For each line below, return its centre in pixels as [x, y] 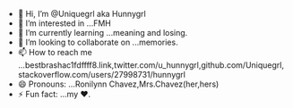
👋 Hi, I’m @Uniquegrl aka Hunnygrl [82, 14]
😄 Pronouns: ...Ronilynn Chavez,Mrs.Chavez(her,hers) [118, 84]
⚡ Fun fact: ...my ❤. [54, 94]
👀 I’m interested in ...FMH [65, 23]
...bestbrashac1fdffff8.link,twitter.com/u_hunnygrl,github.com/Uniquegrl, [151, 65]
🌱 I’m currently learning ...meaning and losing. [103, 33]
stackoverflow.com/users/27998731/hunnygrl [102, 75]
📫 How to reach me [55, 52]
